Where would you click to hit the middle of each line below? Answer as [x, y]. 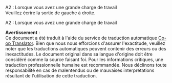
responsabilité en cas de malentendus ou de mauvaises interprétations [80, 70]
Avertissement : [23, 32]
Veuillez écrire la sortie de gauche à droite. [50, 13]
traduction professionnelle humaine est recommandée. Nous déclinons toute [86, 65]
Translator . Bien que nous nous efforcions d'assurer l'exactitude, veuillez [89, 43]
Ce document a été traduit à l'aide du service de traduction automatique [81, 38]
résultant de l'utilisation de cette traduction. [51, 76]
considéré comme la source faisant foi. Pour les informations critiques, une [84, 60]
